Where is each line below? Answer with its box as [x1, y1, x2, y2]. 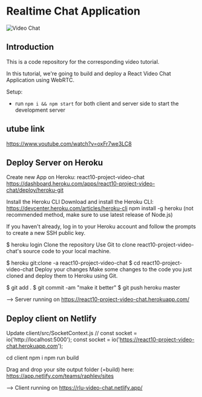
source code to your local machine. [23, 248, 111, 255]
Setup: [6, 88, 23, 95]
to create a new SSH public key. [6, 229, 86, 237]
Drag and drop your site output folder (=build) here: [6, 366, 135, 373]
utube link [6, 124, 45, 134]
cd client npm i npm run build [6, 354, 79, 362]
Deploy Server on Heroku [6, 157, 103, 168]
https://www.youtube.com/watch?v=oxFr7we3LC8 [6, 140, 132, 147]
